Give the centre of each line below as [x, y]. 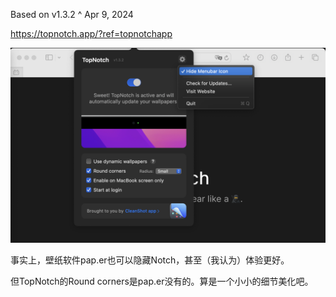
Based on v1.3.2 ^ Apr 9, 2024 [72, 14]
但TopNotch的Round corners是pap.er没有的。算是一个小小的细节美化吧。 [162, 281]
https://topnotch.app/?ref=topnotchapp [91, 33]
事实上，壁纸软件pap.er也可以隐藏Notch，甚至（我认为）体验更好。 [150, 260]
